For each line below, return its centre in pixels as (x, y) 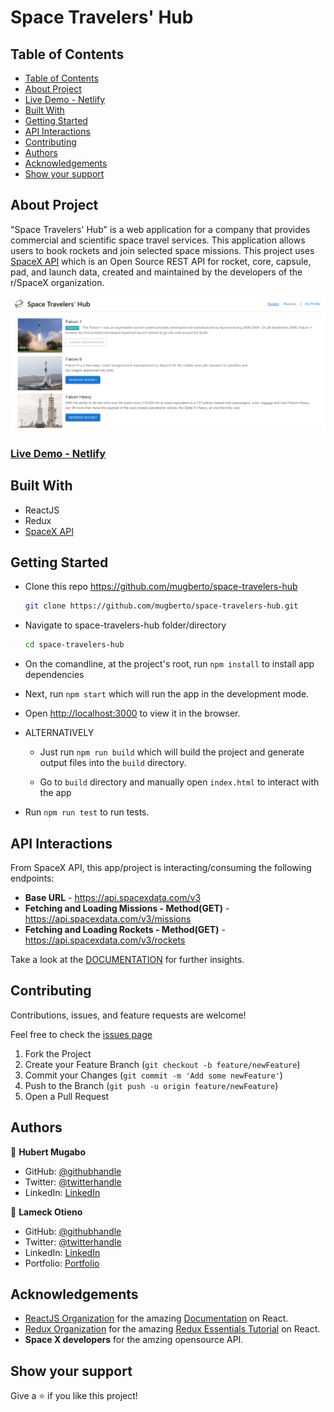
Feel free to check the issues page (81, 1034)
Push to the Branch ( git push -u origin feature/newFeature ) (151, 1085)
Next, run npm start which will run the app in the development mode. (167, 694)
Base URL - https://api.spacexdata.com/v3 (113, 897)
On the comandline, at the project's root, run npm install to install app (169, 664)
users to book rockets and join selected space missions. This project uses (162, 250)
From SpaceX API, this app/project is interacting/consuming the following (161, 867)
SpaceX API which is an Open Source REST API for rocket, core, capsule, (161, 261)
